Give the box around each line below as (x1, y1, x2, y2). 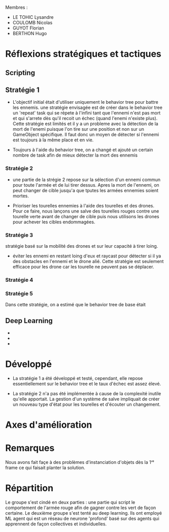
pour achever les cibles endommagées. (12, 219, 95, 225)
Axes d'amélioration (5, 419, 92, 431)
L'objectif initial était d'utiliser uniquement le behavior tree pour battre (12, 99, 158, 105)
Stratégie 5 (5, 290, 33, 297)
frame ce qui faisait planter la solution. (5, 465, 85, 471)
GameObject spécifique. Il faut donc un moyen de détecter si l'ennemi (12, 132, 159, 138)
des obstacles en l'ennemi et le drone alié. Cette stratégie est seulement (12, 258, 164, 264)
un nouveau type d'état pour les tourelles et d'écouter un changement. (12, 401, 161, 407)
